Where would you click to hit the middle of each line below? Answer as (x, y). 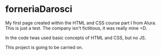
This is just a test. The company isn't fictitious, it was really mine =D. (76, 28)
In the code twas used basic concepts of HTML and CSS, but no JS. (76, 38)
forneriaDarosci (39, 9)
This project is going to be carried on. (44, 47)
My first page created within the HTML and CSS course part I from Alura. (81, 23)
